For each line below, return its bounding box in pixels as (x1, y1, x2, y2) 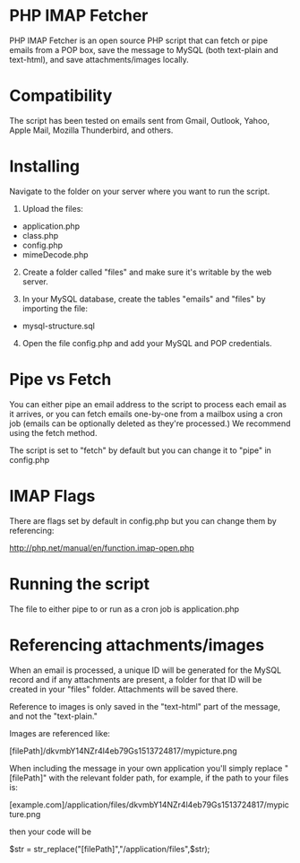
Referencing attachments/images (9, 634, 265, 655)
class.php (21, 230, 59, 240)
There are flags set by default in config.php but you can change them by (9, 515, 278, 526)
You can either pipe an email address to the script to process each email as (9, 398, 287, 409)
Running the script (9, 573, 150, 594)
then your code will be (9, 826, 92, 837)
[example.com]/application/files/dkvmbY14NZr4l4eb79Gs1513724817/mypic (9, 799, 289, 810)
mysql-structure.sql (21, 320, 96, 331)
